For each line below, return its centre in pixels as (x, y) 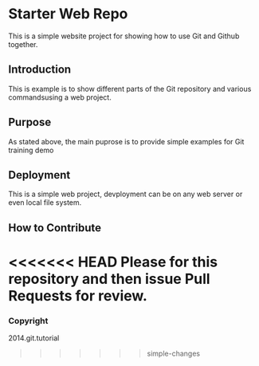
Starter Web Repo (68, 14)
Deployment (39, 175)
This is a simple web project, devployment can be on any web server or (126, 194)
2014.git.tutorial (34, 338)
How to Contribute (55, 228)
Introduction (40, 70)
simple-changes (174, 354)
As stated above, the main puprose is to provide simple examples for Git (126, 141)
